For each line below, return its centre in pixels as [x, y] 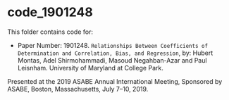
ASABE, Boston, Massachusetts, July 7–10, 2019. [78, 89]
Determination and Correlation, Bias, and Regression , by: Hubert [115, 53]
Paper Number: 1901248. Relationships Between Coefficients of [113, 45]
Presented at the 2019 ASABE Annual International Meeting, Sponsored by [115, 81]
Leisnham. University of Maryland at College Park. [90, 68]
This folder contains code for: [50, 32]
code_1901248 [50, 12]
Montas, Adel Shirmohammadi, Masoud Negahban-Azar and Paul [112, 60]
